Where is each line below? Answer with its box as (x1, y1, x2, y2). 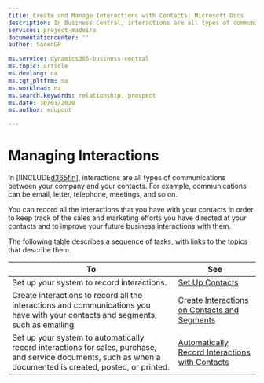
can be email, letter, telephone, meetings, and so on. (8, 190, 178, 199)
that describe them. (8, 245, 72, 255)
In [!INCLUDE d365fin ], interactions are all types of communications (8, 173, 226, 182)
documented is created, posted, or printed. (12, 362, 170, 373)
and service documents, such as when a (12, 352, 161, 363)
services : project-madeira (8, 26, 97, 34)
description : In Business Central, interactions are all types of (8, 19, 230, 27)
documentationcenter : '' (8, 33, 90, 42)
